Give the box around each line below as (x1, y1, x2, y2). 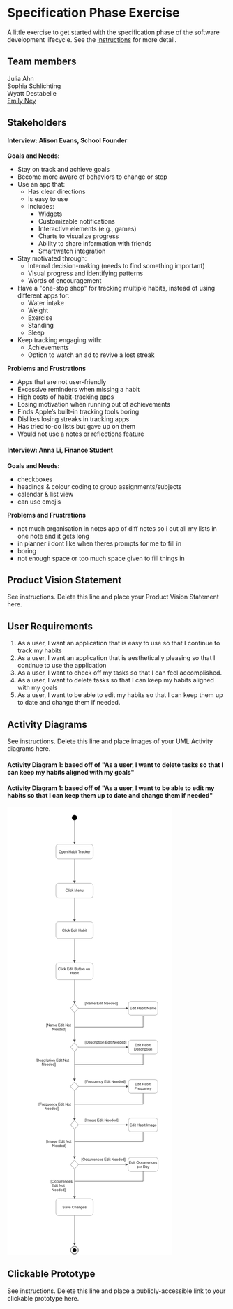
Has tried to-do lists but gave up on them (17, 423, 136, 431)
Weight (27, 306, 49, 315)
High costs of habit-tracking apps (17, 393, 114, 401)
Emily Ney (7, 96, 36, 105)
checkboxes (17, 475, 53, 483)
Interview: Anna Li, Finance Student (7, 446, 114, 454)
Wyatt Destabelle (7, 89, 57, 97)
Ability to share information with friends (38, 240, 152, 248)
